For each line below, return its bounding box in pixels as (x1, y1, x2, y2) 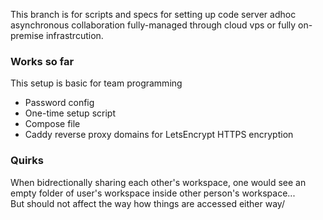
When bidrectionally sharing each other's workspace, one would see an (10, 176, 307, 188)
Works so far (10, 54, 75, 68)
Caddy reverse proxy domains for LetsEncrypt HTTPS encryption (24, 129, 294, 141)
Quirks (10, 154, 44, 168)
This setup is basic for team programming (10, 77, 183, 89)
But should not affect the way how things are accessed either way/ (10, 197, 285, 209)
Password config (24, 97, 95, 109)
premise (10, 30, 44, 41)
